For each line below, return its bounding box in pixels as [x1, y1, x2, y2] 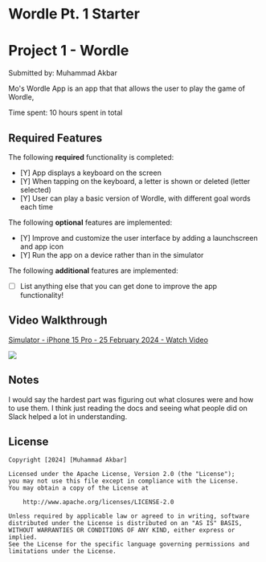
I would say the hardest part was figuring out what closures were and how [8, 394, 254, 404]
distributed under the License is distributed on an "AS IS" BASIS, [8, 519, 243, 527]
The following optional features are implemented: [8, 218, 173, 227]
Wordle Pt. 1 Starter [8, 5, 141, 23]
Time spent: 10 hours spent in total [8, 108, 123, 117]
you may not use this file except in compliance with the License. [8, 477, 239, 486]
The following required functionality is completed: [8, 152, 174, 161]
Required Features [8, 131, 103, 145]
